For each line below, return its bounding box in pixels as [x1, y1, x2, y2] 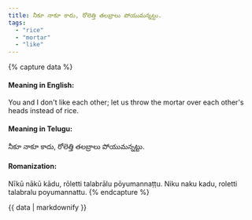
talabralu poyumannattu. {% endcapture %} [8, 187, 150, 196]
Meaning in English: [8, 80, 75, 90]
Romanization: [8, 162, 57, 171]
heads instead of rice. [8, 106, 80, 115]
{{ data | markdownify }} [8, 202, 87, 212]
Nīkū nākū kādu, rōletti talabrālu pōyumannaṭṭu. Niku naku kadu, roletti [8, 178, 238, 189]
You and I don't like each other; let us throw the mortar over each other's [8, 97, 244, 107]
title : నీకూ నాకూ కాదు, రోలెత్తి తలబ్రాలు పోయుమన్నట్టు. [8, 11, 162, 20]
